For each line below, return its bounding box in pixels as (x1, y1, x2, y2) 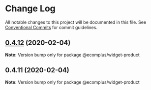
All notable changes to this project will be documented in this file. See (5, 19, 147, 25)
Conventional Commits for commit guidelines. (5, 24, 97, 30)
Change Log (5, 3, 56, 14)
